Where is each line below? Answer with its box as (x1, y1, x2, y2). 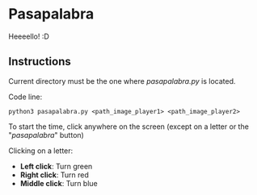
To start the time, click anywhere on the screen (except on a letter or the (8, 122, 249, 131)
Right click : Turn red (19, 170, 89, 180)
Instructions (8, 55, 71, 68)
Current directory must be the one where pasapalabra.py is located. (8, 76, 236, 85)
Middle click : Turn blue (19, 178, 99, 188)
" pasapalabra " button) (8, 130, 85, 139)
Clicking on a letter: (8, 146, 74, 156)
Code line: (8, 92, 43, 102)
